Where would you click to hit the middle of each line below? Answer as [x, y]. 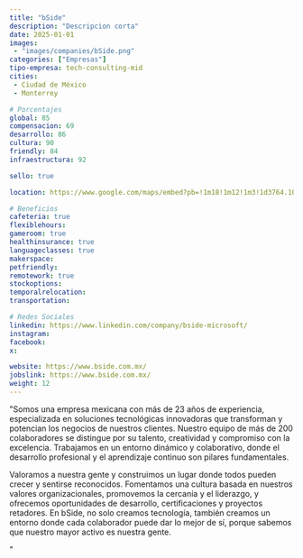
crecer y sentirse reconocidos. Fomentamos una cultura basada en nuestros [151, 484]
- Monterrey [36, 93]
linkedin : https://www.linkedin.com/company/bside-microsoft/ [129, 325]
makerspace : [32, 259]
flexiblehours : [38, 225]
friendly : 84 [34, 151]
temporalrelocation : [48, 293]
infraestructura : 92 [48, 160]
